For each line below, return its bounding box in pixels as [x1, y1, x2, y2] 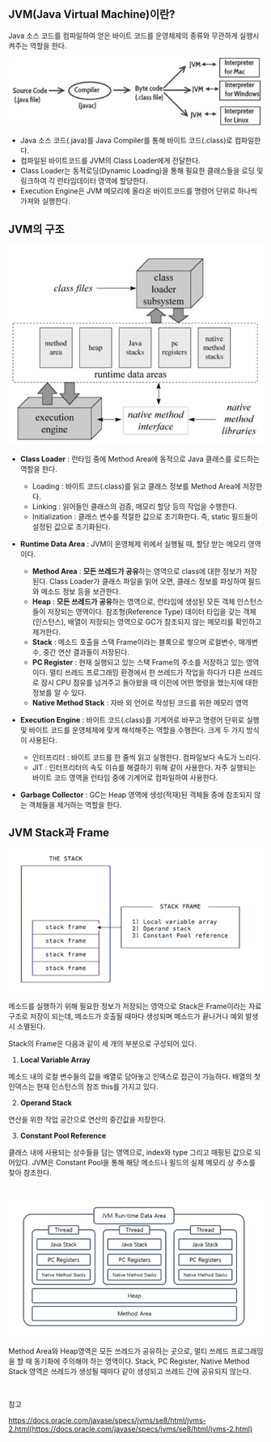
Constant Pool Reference [19, 1131, 107, 1141]
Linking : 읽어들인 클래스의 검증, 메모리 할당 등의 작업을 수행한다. [32, 502, 237, 511]
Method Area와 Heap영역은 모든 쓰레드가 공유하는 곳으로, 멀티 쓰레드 [8, 1346, 229, 1355]
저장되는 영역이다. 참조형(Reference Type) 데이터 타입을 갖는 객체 [47, 607, 256, 617]
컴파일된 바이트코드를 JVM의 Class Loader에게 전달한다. [19, 156, 201, 166]
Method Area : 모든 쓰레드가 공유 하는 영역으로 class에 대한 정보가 [32, 566, 243, 576]
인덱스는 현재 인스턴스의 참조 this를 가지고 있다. [8, 1082, 159, 1092]
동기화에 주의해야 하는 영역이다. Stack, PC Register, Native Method [33, 1356, 250, 1366]
